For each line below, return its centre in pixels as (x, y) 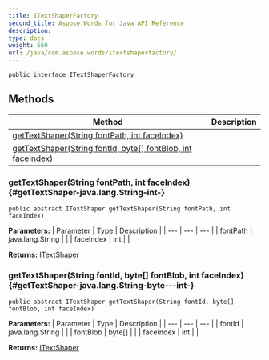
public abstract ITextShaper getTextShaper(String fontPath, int (119, 209)
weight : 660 (28, 46)
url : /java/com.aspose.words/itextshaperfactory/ (93, 53)
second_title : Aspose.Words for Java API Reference (96, 23)
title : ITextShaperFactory (53, 16)
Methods (31, 100)
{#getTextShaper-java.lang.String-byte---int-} (101, 286)
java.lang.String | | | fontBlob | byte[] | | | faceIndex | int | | (103, 332)
